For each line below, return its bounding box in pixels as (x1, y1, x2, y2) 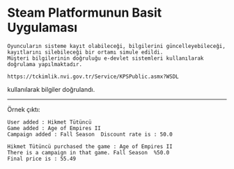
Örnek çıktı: (7, 105, 40, 113)
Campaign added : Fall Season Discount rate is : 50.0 (7, 131, 173, 138)
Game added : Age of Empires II (7, 124, 101, 131)
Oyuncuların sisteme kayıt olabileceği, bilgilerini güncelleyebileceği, (7, 42, 226, 49)
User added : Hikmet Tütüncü (7, 118, 92, 126)
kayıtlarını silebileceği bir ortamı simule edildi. (7, 49, 164, 56)
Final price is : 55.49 (7, 155, 77, 162)
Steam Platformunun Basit (7, 5, 162, 21)
